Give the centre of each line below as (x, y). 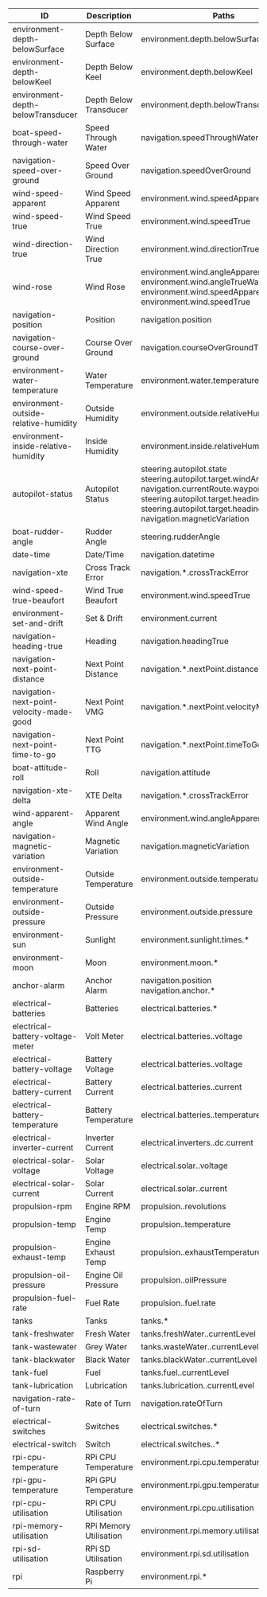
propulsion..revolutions (184, 1207)
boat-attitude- (40, 767)
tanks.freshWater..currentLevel (198, 1334)
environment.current (179, 618)
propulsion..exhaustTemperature (201, 1252)
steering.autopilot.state (184, 469)
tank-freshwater (43, 1334)
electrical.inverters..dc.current (197, 1143)
